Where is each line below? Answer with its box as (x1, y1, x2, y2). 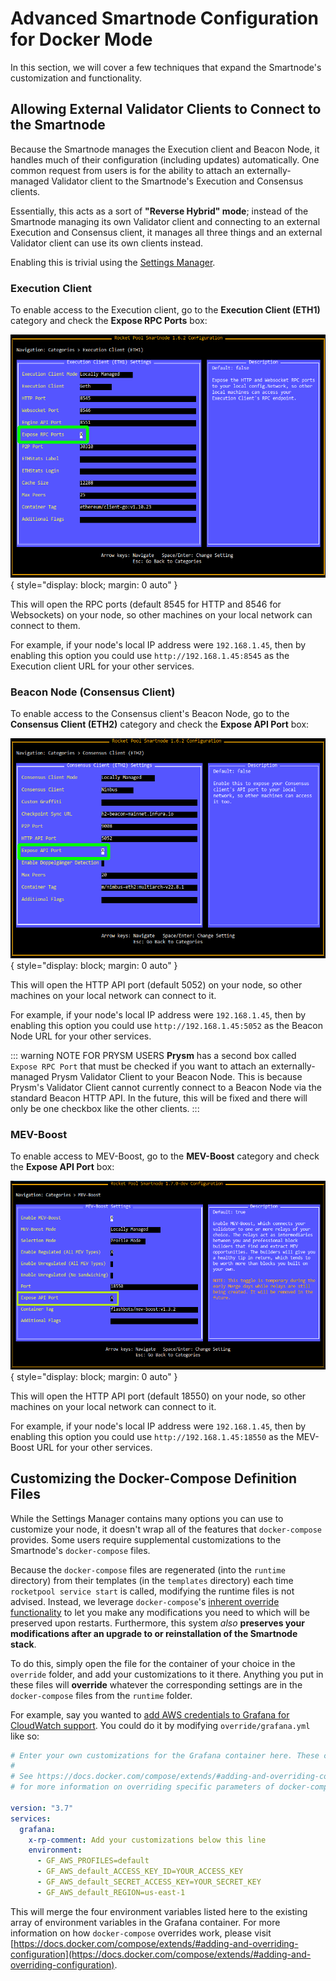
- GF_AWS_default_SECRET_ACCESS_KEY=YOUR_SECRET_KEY (36, 1877, 262, 1887)
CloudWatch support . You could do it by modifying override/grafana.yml (10, 1719, 311, 1731)
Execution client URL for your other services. (10, 660, 195, 672)
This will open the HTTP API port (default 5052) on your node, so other (10, 978, 303, 991)
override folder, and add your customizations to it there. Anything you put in (10, 1668, 324, 1680)
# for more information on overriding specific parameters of (10, 1782, 275, 1792)
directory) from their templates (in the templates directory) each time (10, 1574, 294, 1586)
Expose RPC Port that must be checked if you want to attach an (10, 1060, 270, 1072)
